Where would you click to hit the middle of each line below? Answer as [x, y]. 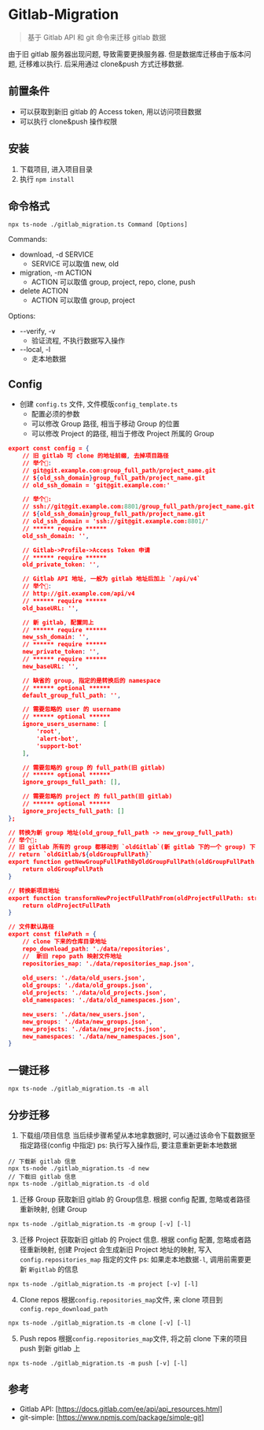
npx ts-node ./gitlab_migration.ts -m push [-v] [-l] [98, 1363]
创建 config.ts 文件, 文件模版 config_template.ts [99, 404]
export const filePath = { [52, 935]
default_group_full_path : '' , [72, 695]
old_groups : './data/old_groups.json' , [88, 986]
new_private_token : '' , [61, 652]
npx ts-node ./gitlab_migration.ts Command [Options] [98, 225]
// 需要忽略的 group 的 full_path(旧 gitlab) [94, 768]
